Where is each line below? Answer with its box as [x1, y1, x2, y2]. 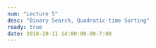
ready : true [7, 23, 42, 30]
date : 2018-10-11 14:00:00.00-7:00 [7, 30, 112, 37]
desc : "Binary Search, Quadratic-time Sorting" [7, 17, 150, 24]
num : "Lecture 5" [7, 10, 59, 18]
